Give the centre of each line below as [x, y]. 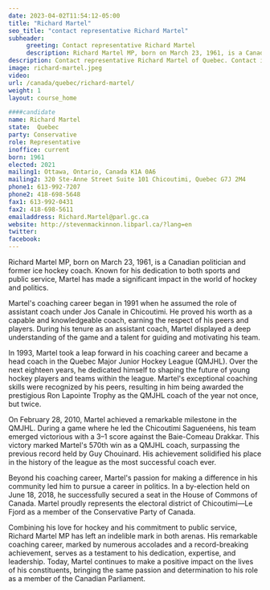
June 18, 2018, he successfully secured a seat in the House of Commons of [133, 495]
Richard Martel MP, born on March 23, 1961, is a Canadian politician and [127, 262]
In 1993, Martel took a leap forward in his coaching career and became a [129, 353]
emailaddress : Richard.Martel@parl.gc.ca [79, 217]
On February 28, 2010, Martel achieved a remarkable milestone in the [123, 419]
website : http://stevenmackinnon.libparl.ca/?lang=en [100, 224]
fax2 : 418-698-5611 [41, 210]
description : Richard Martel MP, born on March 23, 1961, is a [134, 53]
